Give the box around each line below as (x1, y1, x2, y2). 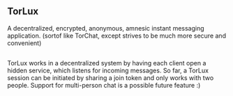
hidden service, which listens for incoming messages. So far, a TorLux (7, 66, 209, 75)
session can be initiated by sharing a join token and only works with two (7, 74, 214, 82)
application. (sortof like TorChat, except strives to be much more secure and (7, 31, 227, 40)
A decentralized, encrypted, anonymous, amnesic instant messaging (7, 24, 204, 32)
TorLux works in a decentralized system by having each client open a (7, 59, 206, 67)
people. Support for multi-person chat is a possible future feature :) (7, 81, 201, 90)
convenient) (7, 38, 42, 47)
